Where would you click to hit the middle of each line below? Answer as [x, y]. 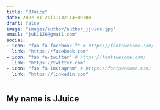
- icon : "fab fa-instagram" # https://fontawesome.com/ [79, 68]
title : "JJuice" [27, 12]
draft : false [23, 23]
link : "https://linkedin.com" [50, 74]
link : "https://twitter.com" [49, 63]
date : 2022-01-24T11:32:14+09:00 [49, 18]
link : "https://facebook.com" [50, 52]
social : [16, 40]
